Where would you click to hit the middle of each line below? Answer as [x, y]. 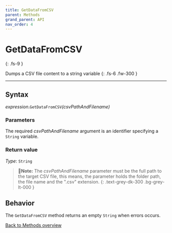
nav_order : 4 [19, 24]
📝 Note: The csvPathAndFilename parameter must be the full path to [90, 171]
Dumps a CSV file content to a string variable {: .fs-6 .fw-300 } [71, 74]
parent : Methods [23, 15]
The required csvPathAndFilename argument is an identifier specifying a [82, 131]
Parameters [20, 120]
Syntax [17, 94]
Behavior [20, 203]
